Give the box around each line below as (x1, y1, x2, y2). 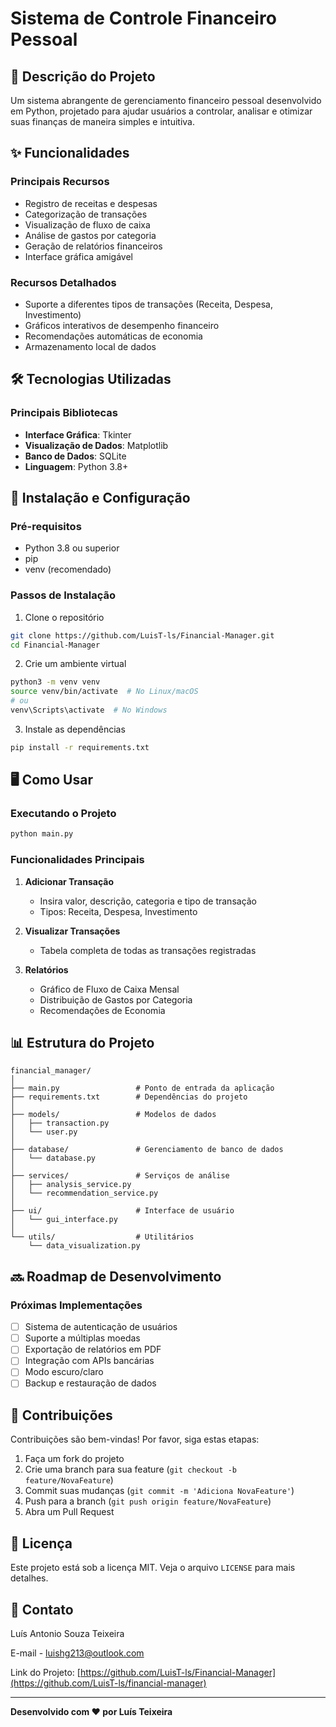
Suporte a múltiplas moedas (24, 1332, 141, 1344)
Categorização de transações (24, 208, 148, 220)
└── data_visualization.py (28, 1241, 141, 1251)
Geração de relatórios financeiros (24, 240, 163, 252)
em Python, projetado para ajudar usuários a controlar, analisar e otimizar (10, 105, 313, 117)
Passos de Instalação (10, 588, 116, 602)
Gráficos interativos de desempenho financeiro (24, 319, 220, 331)
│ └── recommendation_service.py (10, 1188, 159, 1199)
